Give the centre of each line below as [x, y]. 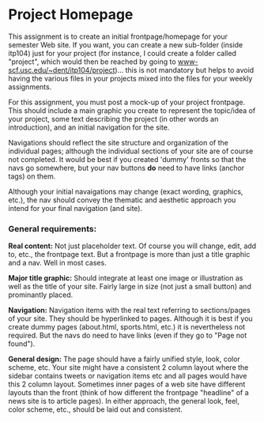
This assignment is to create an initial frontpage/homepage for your [118, 36]
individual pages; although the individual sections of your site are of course [131, 151]
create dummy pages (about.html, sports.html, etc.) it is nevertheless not [127, 327]
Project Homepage [71, 15]
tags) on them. [32, 176]
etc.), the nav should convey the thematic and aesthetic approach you [122, 200]
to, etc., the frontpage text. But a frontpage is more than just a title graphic [129, 254]
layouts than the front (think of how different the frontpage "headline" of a [128, 393]
